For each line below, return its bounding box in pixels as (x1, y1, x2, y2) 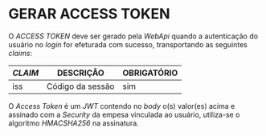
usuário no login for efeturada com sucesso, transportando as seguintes (8, 39, 248, 49)
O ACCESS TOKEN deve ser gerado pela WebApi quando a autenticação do (8, 31, 259, 41)
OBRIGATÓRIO (122, 67, 178, 78)
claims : (8, 48, 33, 58)
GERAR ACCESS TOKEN (8, 5, 170, 23)
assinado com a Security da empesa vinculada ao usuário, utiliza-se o (8, 110, 240, 119)
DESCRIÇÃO (56, 67, 104, 78)
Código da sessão (47, 81, 115, 92)
